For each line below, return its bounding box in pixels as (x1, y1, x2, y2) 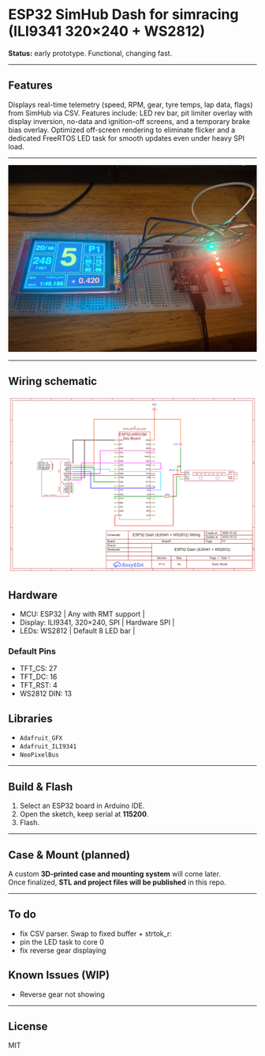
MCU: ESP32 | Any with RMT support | (19, 609, 145, 619)
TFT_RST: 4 (19, 681, 58, 690)
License (8, 1020, 48, 1033)
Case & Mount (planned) (8, 848, 130, 862)
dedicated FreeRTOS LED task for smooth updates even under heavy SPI (8, 133, 244, 143)
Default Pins (8, 646, 57, 657)
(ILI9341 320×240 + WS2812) (8, 22, 206, 40)
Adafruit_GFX (19, 734, 63, 742)
